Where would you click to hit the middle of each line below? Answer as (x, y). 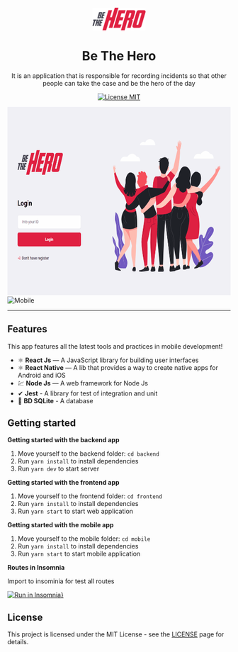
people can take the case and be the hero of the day (119, 83)
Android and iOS (41, 375)
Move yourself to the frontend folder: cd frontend (90, 496)
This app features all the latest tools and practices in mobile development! (115, 346)
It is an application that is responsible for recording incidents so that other (119, 75)
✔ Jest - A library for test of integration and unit (87, 393)
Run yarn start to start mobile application (79, 554)
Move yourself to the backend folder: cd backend (88, 454)
